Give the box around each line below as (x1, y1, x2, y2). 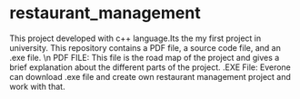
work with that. (9, 81, 65, 92)
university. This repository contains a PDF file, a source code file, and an (9, 42, 282, 53)
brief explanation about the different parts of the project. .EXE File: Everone (9, 62, 291, 73)
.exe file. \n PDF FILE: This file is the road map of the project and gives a (9, 52, 280, 63)
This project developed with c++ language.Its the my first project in (9, 33, 262, 44)
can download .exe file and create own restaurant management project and (9, 71, 291, 82)
